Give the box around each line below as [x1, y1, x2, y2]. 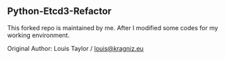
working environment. [7, 31, 70, 39]
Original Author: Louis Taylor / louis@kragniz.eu [7, 44, 144, 52]
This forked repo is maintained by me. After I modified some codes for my [7, 23, 219, 32]
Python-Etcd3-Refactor [7, 5, 112, 17]
